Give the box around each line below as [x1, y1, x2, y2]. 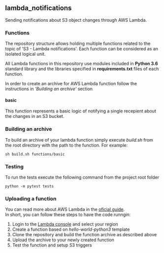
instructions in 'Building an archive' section [5, 86, 93, 92]
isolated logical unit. [5, 51, 46, 57]
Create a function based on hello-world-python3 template [12, 226, 130, 232]
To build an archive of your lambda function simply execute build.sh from [5, 137, 154, 143]
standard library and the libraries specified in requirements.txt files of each [5, 66, 159, 72]
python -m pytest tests [5, 183, 54, 189]
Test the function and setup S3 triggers [12, 242, 92, 248]
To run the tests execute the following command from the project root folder [5, 174, 159, 180]
